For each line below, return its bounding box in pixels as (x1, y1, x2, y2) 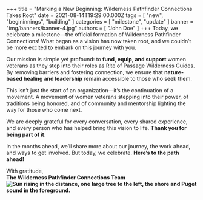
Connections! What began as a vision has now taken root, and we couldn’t (6, 38, 191, 44)
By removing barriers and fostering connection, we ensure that (6, 69, 164, 75)
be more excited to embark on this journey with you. (6, 44, 136, 51)
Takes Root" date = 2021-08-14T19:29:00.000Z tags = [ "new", (6, 12, 164, 19)
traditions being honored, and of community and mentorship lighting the (6, 100, 186, 107)
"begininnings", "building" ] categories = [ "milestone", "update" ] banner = (6, 18, 194, 25)
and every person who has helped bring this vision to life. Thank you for (6, 125, 187, 131)
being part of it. (6, 131, 47, 138)
